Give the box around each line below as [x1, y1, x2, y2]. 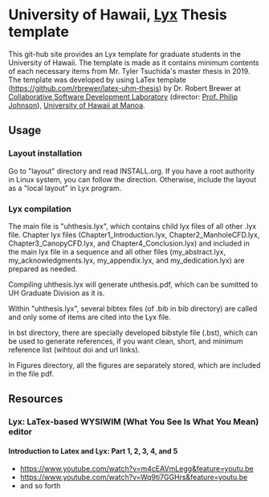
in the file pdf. [8, 369, 55, 378]
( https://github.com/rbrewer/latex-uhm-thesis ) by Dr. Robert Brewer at [8, 83, 241, 93]
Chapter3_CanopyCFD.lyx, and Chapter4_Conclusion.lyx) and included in [8, 238, 251, 248]
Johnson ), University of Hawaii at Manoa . [8, 100, 146, 110]
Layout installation [8, 148, 83, 159]
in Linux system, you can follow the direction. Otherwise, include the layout [8, 174, 257, 184]
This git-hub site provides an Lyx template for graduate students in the [8, 49, 241, 59]
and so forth [19, 481, 61, 491]
